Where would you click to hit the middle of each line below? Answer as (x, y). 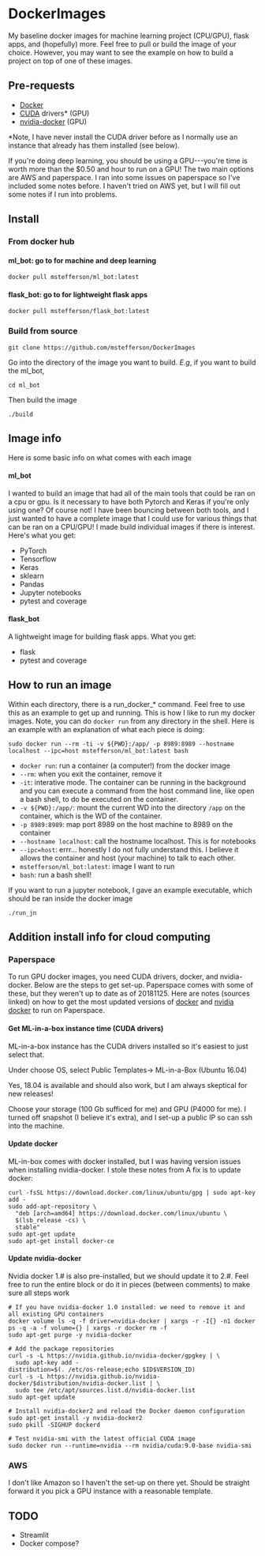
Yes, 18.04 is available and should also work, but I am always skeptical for (128, 1085)
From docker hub (41, 242)
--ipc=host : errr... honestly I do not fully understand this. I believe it (129, 849)
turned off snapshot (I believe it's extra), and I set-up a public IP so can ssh (131, 1117)
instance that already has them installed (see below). (94, 145)
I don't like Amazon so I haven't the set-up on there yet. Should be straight (129, 1482)
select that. (26, 1054)
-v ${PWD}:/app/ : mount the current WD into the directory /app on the (132, 807)
